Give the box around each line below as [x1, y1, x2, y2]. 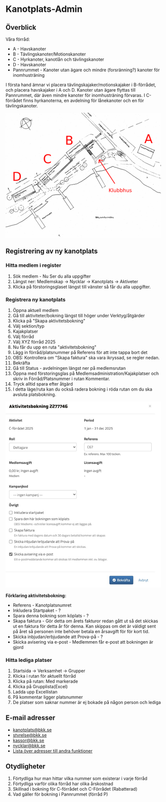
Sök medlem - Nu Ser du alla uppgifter [12, 273, 91, 279]
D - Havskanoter [12, 62, 46, 67]
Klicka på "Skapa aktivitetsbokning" [12, 318, 86, 324]
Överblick [5, 23, 36, 32]
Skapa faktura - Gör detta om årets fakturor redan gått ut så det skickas [12, 618, 158, 624]
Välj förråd [12, 334, 34, 340]
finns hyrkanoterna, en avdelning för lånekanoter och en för [23, 98, 144, 103]
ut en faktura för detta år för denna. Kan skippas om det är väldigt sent [12, 623, 156, 629]
